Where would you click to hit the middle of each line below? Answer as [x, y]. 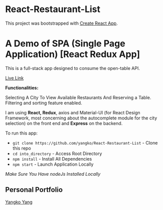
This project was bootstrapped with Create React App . [62, 23]
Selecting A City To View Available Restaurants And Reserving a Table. [78, 97]
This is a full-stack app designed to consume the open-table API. [72, 68]
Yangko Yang [19, 202]
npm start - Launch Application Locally [53, 164]
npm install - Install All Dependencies [52, 159]
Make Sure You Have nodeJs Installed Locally [53, 174]
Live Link [15, 78]
